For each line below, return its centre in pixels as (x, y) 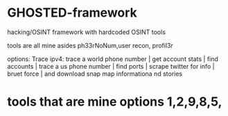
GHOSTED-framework (72, 13)
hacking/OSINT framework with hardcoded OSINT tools (87, 32)
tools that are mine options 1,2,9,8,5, (115, 102)
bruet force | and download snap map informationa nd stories (95, 74)
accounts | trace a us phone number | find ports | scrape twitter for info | (111, 66)
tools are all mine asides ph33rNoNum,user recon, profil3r (90, 45)
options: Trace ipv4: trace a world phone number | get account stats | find (113, 59)
